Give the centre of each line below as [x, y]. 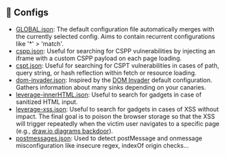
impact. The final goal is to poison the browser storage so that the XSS [115, 116]
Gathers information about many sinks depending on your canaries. [111, 87]
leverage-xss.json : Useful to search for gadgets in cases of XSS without [117, 109]
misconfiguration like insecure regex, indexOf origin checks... [102, 145]
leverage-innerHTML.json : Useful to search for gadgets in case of [109, 94]
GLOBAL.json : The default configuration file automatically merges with [115, 29]
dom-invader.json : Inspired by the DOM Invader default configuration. [114, 80]
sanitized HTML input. [47, 102]
